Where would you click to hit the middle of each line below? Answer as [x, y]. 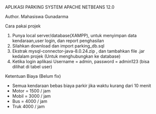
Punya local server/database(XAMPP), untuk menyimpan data [74, 35]
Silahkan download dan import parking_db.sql [58, 46]
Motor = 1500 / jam [31, 91]
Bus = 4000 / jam [30, 101]
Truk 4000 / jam [28, 106]
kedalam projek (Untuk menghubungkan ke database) [66, 56]
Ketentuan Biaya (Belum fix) [33, 76]
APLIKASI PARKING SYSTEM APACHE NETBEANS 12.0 [60, 7]
